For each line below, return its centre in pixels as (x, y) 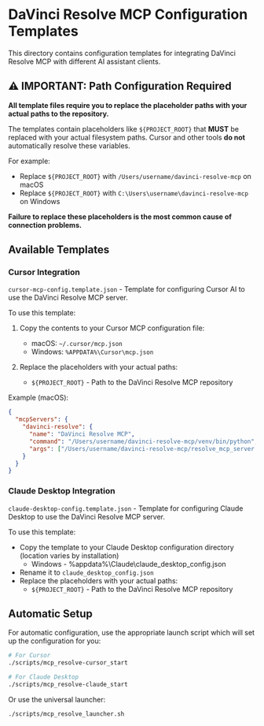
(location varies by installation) (69, 555)
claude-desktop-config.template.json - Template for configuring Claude (126, 508)
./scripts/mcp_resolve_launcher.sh (66, 714)
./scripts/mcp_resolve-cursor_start (68, 663)
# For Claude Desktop (44, 677)
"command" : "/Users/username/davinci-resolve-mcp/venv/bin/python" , (143, 441)
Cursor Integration (44, 272)
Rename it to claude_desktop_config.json (87, 572)
